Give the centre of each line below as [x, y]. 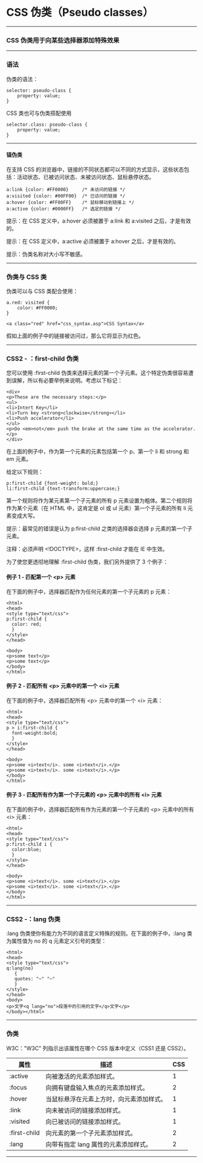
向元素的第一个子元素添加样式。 [91, 1133]
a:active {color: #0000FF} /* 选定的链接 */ [63, 209]
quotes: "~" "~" [35, 979]
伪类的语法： [22, 79]
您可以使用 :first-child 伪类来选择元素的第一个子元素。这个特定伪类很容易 [97, 373]
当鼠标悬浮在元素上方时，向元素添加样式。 [106, 1099]
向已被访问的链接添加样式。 [85, 1121]
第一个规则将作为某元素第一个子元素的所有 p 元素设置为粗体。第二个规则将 [99, 501]
